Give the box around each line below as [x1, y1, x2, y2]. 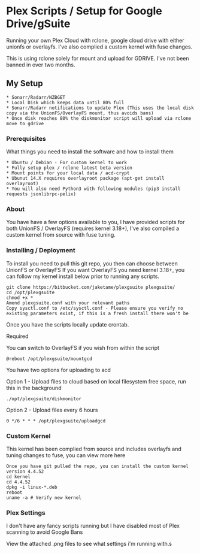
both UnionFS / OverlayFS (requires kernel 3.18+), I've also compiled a [6, 225, 180, 232]
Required [6, 333, 29, 340]
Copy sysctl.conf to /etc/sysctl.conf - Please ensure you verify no [6, 305, 184, 311]
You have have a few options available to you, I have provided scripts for [6, 219, 185, 226]
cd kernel [6, 473, 31, 480]
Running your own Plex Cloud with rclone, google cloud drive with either [6, 37, 184, 44]
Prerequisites [6, 134, 46, 143]
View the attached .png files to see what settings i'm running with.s [6, 540, 172, 548]
